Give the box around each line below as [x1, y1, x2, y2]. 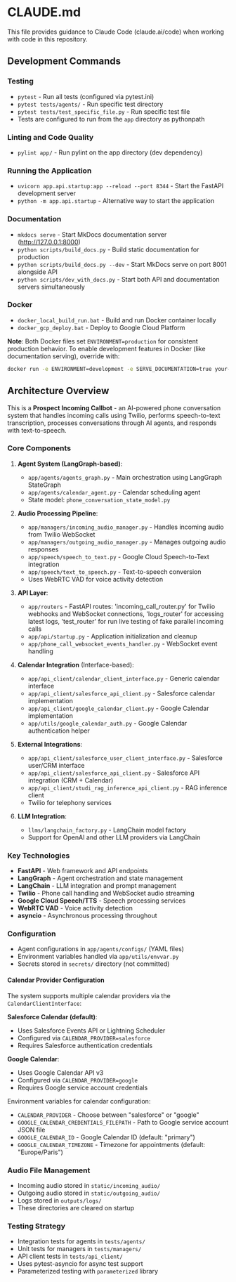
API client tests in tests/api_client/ [17, 1252, 123, 1261]
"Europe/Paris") [17, 1148, 63, 1156]
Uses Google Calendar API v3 [17, 1068, 104, 1077]
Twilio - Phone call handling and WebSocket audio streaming [17, 889, 195, 898]
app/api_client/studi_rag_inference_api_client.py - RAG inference [27, 783, 228, 792]
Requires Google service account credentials [17, 1083, 148, 1092]
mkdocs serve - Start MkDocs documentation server [17, 230, 167, 239]
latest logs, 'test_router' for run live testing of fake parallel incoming [27, 617, 224, 625]
